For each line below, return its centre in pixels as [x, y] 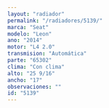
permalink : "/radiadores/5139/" [55, 21]
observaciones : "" [34, 87]
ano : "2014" [25, 40]
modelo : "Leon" [30, 34]
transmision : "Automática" [47, 54]
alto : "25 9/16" [31, 73]
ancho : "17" [25, 80]
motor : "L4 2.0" [31, 47]
